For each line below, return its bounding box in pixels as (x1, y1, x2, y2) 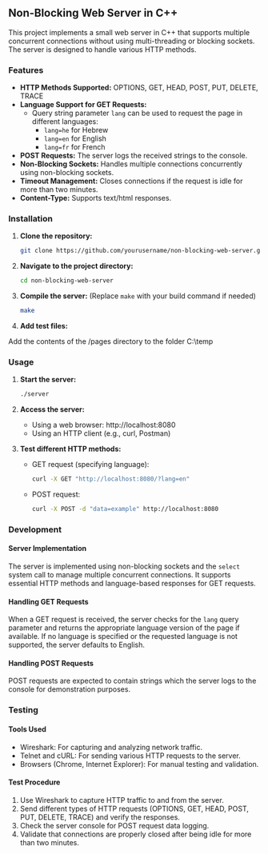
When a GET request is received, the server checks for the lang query (8, 615, 239, 625)
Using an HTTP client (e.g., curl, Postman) (31, 429, 171, 438)
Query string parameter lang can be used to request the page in (31, 108, 243, 118)
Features (8, 64, 44, 75)
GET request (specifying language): (31, 460, 150, 469)
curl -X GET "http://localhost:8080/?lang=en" (31, 475, 190, 483)
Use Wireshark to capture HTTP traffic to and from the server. (19, 795, 224, 804)
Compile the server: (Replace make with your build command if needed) (19, 291, 256, 301)
